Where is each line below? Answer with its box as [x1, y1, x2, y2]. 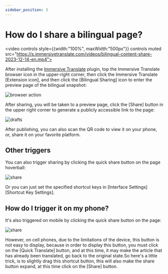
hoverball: [5, 165, 26, 171]
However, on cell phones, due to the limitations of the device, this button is [5, 237, 159, 243]
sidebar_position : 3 [5, 7, 49, 13]
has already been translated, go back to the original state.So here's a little [5, 253, 157, 259]
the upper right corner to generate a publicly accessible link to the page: [5, 106, 155, 113]
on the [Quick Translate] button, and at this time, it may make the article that [5, 247, 162, 253]
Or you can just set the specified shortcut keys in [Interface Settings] [5, 184, 148, 190]
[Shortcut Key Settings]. [5, 189, 55, 196]
